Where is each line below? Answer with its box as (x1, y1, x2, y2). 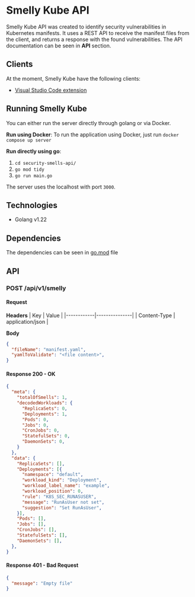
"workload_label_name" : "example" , (21, 483, 110, 489)
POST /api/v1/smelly (6, 284, 66, 292)
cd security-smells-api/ (14, 160, 76, 166)
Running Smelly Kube (6, 104, 87, 114)
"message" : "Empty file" (11, 580, 73, 586)
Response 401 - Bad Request (6, 561, 79, 569)
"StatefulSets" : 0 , (21, 433, 70, 439)
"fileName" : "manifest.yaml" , (11, 346, 86, 353)
